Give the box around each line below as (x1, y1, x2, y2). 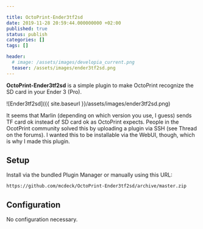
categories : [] (6, 37, 45, 43)
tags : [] (6, 43, 29, 49)
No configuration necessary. (6, 216, 78, 223)
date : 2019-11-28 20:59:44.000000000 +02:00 (6, 19, 121, 26)
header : (6, 54, 26, 60)
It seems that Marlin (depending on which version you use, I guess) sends (6, 111, 192, 119)
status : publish (6, 31, 48, 37)
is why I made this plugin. (6, 138, 70, 145)
